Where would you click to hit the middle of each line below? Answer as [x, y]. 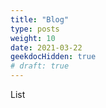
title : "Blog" [40, 19]
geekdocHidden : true [53, 57]
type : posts [35, 29]
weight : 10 [33, 38]
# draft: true [40, 66]
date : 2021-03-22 [46, 47]
